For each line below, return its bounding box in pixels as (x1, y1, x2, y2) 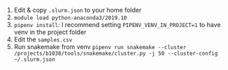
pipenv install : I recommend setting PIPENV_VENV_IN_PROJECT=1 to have (13, 21, 221, 28)
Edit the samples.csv (13, 35, 73, 44)
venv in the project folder (13, 28, 87, 36)
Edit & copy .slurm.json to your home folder (13, 6, 142, 14)
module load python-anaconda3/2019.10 (13, 15, 127, 21)
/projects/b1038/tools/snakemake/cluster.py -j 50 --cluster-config (13, 50, 218, 57)
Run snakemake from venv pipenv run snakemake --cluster (13, 43, 187, 51)
